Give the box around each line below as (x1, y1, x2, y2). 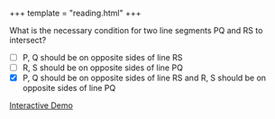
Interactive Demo (9, 100, 74, 111)
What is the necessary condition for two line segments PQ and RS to (9, 25, 263, 35)
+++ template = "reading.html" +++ (9, 8, 142, 18)
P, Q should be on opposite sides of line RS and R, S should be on (22, 72, 267, 84)
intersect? (9, 35, 47, 45)
